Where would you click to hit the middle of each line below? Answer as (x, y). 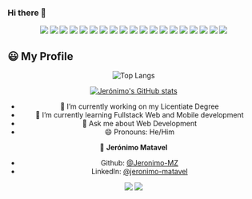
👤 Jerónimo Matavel (134, 148)
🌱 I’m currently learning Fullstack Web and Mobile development (139, 115)
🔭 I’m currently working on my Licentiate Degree (140, 106)
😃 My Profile (40, 56)
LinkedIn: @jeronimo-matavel (140, 172)
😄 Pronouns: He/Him (140, 132)
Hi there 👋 (27, 13)
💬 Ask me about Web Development (140, 124)
